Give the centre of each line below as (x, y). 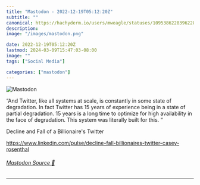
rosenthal (18, 149)
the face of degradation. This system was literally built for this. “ (85, 119)
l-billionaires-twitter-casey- (146, 143)
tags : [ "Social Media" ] (36, 61)
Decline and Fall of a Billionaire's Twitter (55, 131)
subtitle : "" (22, 17)
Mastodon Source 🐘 (31, 163)
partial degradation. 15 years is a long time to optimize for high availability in (99, 113)
